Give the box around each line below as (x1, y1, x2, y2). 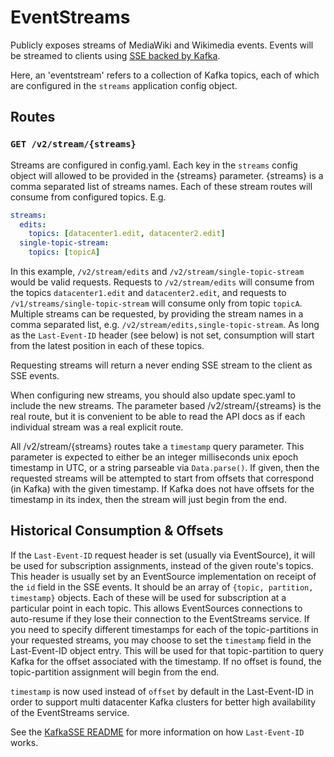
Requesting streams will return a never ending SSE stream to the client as (10, 359, 313, 371)
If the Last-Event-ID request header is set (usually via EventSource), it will (10, 549, 316, 561)
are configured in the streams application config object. (10, 79, 238, 91)
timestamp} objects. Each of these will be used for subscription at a (10, 591, 287, 603)
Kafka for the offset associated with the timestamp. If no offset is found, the (10, 655, 322, 667)
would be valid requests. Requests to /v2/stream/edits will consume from (10, 276, 315, 288)
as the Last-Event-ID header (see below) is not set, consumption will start (10, 329, 315, 341)
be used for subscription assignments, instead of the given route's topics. (10, 559, 314, 571)
